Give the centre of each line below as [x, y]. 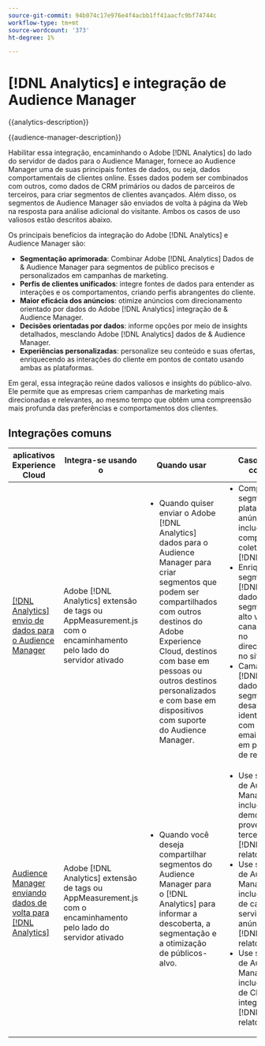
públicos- [189, 953]
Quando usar [181, 465]
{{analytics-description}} [49, 122]
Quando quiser [187, 503]
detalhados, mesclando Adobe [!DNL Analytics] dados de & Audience [132, 334]
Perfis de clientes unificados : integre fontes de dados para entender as [137, 284]
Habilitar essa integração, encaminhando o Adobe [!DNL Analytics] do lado [130, 153]
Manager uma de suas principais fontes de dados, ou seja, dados [114, 170]
